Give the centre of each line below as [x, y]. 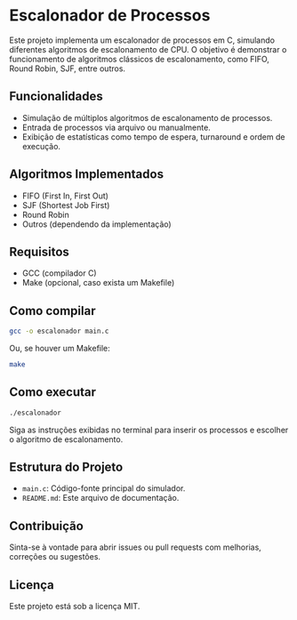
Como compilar [52, 311]
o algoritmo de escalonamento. [66, 439]
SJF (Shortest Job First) [66, 205]
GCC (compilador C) [59, 273]
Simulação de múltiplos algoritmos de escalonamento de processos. [147, 117]
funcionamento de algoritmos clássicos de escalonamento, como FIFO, [139, 59]
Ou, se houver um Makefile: [60, 349]
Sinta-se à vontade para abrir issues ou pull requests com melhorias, [136, 547]
